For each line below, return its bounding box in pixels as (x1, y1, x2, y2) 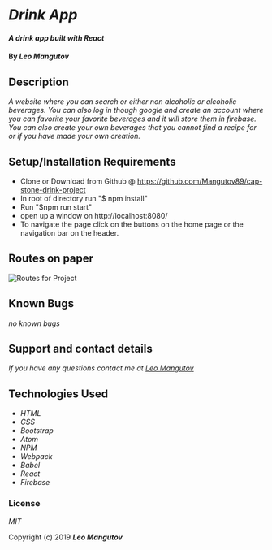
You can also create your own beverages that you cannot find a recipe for (8, 123, 257, 132)
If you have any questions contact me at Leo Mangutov (8, 363, 194, 373)
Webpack (19, 452, 53, 461)
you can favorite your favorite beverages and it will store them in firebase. (8, 114, 257, 123)
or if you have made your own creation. (8, 132, 140, 141)
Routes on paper (8, 252, 94, 266)
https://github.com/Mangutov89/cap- (136, 176, 263, 186)
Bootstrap (19, 426, 54, 435)
